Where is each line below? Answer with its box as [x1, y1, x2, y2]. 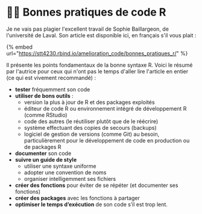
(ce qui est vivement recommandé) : [6, 74, 96, 81]
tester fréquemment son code [14, 85, 90, 93]
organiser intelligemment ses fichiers [24, 175, 116, 182]
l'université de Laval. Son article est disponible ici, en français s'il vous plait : [6, 31, 197, 38]
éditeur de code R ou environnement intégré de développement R [24, 105, 187, 112]
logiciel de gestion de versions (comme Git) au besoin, [24, 130, 160, 138]
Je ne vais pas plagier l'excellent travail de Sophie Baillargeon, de [6, 25, 169, 32]
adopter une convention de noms [24, 168, 107, 176]
